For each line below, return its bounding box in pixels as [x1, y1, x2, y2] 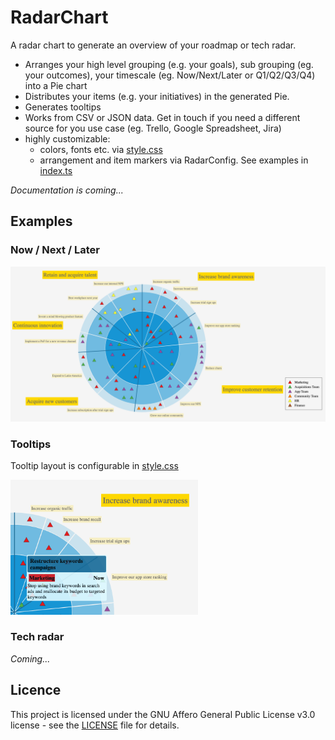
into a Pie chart [24, 79, 88, 91]
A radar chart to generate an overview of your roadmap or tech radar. [10, 39, 297, 51]
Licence [10, 682, 62, 699]
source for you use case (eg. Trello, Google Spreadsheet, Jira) [24, 122, 282, 134]
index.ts [39, 164, 73, 176]
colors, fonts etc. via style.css [39, 143, 163, 155]
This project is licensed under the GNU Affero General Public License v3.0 [10, 708, 316, 720]
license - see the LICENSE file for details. [10, 719, 180, 731]
